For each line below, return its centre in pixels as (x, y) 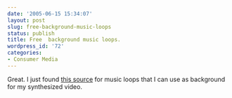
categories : (25, 53)
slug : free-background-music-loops (59, 27)
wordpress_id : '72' (36, 46)
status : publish (31, 33)
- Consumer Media (33, 59)
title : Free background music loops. (64, 40)
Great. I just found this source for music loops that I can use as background (116, 79)
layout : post (26, 20)
